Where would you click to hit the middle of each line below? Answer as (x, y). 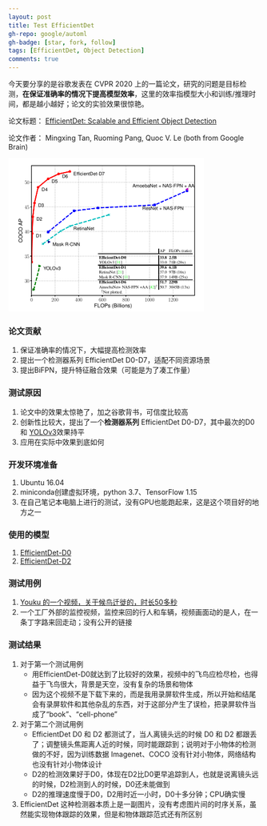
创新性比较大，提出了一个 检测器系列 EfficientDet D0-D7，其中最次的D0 (137, 422)
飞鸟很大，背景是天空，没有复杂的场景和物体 (120, 684)
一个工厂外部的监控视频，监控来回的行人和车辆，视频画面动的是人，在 (135, 612)
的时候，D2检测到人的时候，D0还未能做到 (101, 784)
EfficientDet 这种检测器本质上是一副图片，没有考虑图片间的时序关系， (135, 804)
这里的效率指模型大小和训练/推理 (195, 94)
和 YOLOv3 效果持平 (52, 431)
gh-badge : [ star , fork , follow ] (62, 42)
